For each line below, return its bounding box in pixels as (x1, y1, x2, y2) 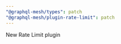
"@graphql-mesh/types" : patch (5, 8, 83, 15)
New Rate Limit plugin (5, 31, 61, 38)
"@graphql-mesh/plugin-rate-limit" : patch (5, 14, 115, 20)
